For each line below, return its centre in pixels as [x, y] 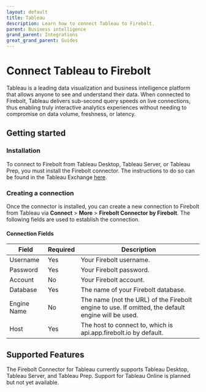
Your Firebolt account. [113, 280]
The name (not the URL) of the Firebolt [136, 300]
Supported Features [45, 354]
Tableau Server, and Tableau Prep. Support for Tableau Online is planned [98, 375]
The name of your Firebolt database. [133, 290]
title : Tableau [26, 18]
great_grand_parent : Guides [42, 40]
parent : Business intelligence [46, 29]
